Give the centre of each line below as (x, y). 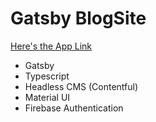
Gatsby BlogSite (78, 18)
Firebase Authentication (74, 108)
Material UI (47, 97)
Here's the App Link (51, 46)
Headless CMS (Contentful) (81, 86)
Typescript (47, 76)
